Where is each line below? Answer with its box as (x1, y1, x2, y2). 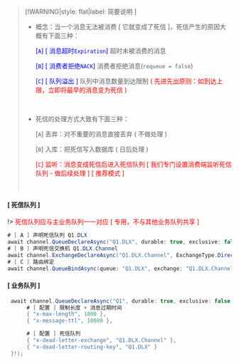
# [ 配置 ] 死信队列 (26, 331, 81, 338)
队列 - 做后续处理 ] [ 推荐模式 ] (35, 169, 124, 177)
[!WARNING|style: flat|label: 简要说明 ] (24, 7, 137, 16)
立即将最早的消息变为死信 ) (48, 85, 127, 94)
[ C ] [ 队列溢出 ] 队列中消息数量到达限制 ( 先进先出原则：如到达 (35, 77, 217, 85)
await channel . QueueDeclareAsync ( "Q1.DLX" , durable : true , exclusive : (7, 239, 221, 246)
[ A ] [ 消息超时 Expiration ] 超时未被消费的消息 (35, 46, 166, 55)
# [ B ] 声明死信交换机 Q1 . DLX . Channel (7, 245, 118, 252)
